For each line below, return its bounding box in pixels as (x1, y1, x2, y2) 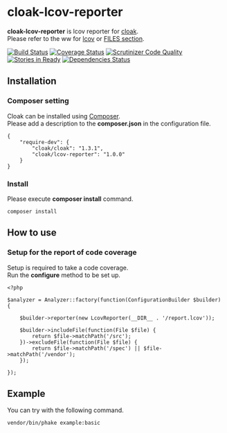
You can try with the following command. (7, 406, 125, 414)
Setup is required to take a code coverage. (7, 263, 129, 272)
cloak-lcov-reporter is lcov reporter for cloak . (7, 27, 138, 35)
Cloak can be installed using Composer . (7, 112, 121, 120)
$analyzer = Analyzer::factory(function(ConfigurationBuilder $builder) (7, 296, 221, 303)
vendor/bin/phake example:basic (7, 420, 100, 427)
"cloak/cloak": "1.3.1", (32, 145, 104, 152)
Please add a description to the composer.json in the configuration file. (7, 119, 211, 127)
